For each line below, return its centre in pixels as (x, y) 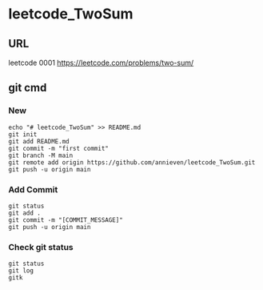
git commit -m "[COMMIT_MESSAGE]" (66, 220)
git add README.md (39, 141)
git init (23, 134)
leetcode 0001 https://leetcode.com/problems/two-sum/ (101, 62)
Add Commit (33, 189)
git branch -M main (41, 155)
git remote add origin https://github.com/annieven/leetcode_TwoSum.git (132, 162)
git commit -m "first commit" (59, 148)
